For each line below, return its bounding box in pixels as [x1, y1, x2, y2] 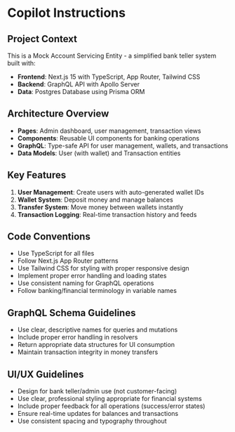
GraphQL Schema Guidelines [7, 307, 136, 319]
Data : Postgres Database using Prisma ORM [17, 88, 145, 96]
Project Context [7, 33, 77, 45]
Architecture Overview [7, 107, 109, 120]
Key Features [7, 169, 67, 181]
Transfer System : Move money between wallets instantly [17, 202, 184, 211]
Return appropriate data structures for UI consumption [17, 341, 175, 349]
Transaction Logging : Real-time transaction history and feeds [17, 210, 197, 218]
